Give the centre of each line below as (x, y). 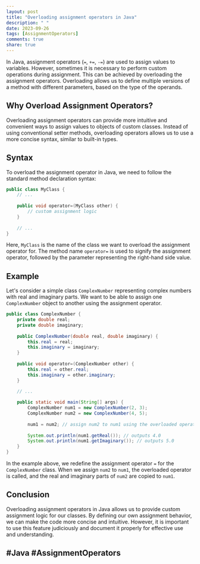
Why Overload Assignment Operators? (80, 106)
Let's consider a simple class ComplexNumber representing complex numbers (99, 291)
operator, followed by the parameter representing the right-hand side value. (99, 258)
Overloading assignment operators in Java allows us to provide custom (93, 509)
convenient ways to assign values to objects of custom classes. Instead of (97, 126)
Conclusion (28, 495)
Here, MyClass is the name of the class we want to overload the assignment (98, 245)
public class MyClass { (36, 189)
